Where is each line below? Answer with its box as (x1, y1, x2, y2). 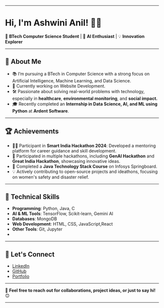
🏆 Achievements (5, 127, 59, 135)
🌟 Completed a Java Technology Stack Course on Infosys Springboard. (12, 163, 158, 169)
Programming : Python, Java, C (12, 206, 75, 212)
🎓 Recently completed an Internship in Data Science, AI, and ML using (12, 101, 158, 107)
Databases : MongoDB (12, 216, 58, 222)
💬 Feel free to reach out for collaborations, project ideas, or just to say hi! (5, 288, 156, 293)
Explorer (5, 38, 23, 44)
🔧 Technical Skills (5, 192, 60, 201)
